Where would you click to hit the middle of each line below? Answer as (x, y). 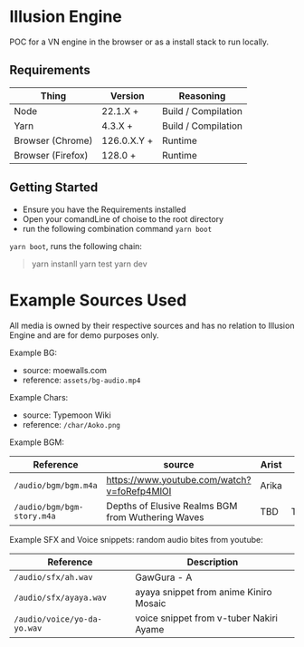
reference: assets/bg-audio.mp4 (81, 380)
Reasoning (202, 95)
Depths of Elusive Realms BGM (172, 506)
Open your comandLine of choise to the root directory (123, 218)
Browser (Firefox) (51, 155)
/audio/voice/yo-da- (58, 619)
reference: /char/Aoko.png (71, 424)
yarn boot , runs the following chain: (76, 246)
